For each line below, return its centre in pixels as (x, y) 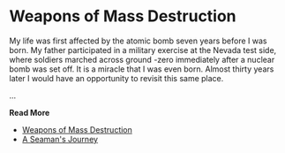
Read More (30, 112)
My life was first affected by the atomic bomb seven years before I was (138, 41)
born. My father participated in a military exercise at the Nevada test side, (143, 50)
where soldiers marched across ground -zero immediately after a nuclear (142, 59)
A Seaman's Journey (60, 139)
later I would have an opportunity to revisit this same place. (116, 78)
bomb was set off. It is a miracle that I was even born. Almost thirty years (142, 69)
